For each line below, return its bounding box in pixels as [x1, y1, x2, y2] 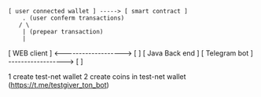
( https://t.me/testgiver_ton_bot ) [8, 81, 110, 89]
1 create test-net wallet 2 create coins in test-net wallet [8, 72, 186, 81]
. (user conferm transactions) [22, 14, 125, 22]
